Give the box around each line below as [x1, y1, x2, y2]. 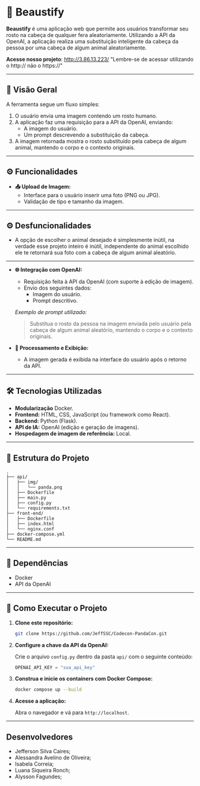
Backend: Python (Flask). [14, 417, 78, 425]
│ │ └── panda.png [6, 484, 62, 490]
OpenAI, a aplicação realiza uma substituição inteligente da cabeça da [6, 38, 179, 45]
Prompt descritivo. [32, 297, 79, 305]
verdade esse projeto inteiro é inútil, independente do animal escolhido [14, 243, 189, 250]
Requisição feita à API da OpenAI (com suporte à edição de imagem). [23, 278, 194, 285]
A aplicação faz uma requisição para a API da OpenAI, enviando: [14, 119, 174, 126]
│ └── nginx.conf [6, 526, 55, 532]
